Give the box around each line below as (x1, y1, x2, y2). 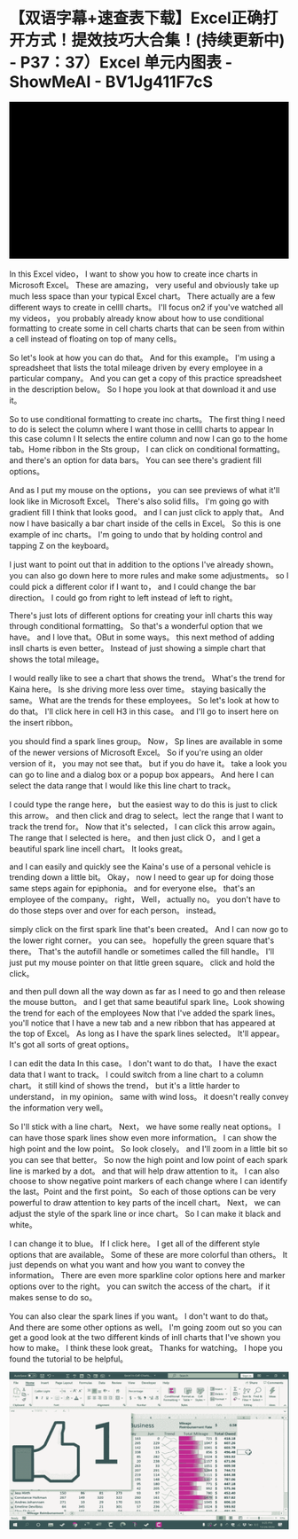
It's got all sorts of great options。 (9, 1040, 134, 1050)
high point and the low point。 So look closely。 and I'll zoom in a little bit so (9, 1143, 288, 1154)
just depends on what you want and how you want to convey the (9, 1260, 246, 1270)
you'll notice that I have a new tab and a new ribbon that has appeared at (9, 1017, 276, 1029)
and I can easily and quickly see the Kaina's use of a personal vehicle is (9, 861, 271, 872)
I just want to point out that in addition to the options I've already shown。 (9, 560, 279, 570)
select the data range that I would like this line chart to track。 (9, 781, 236, 791)
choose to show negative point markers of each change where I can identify (9, 1176, 288, 1187)
